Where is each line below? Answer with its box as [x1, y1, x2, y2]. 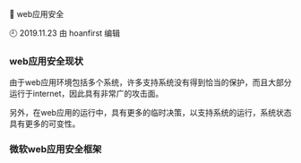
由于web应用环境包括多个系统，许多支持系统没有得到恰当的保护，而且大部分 [9, 77, 292, 88]
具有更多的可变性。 [9, 118, 81, 129]
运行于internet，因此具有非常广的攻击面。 [9, 89, 164, 99]
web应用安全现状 [9, 55, 83, 67]
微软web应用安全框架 [9, 143, 102, 156]
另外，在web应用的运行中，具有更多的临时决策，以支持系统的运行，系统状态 [9, 107, 292, 118]
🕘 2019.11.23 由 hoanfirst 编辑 [9, 28, 121, 39]
